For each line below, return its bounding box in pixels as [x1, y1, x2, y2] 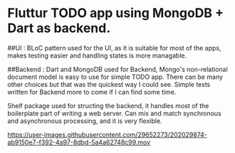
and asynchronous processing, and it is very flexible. [7, 116, 162, 125]
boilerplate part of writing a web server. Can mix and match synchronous [7, 109, 222, 117]
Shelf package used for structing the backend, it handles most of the [7, 101, 209, 110]
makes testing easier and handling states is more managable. [7, 51, 187, 60]
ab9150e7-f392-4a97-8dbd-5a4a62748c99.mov [7, 137, 151, 147]
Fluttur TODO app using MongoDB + [7, 5, 224, 21]
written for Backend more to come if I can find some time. [7, 88, 177, 96]
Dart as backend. [7, 20, 111, 36]
